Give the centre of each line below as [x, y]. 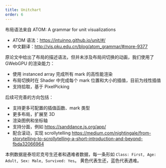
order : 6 [14, 15]
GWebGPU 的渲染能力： [30, 63]
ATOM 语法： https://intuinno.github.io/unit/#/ [59, 40]
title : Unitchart [23, 10]
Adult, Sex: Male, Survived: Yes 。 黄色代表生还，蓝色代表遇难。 [73, 160]
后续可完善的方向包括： [29, 97]
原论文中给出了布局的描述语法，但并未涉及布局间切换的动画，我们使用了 [79, 57]
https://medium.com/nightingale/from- [111, 133]
